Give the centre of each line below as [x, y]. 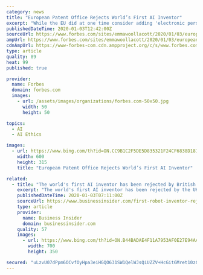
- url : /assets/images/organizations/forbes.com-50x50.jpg [93, 101]
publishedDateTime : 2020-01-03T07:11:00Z [70, 196]
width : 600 [31, 157]
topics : [16, 123]
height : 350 [43, 251]
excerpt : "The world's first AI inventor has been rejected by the [104, 190]
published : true [27, 68]
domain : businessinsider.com [59, 224]
